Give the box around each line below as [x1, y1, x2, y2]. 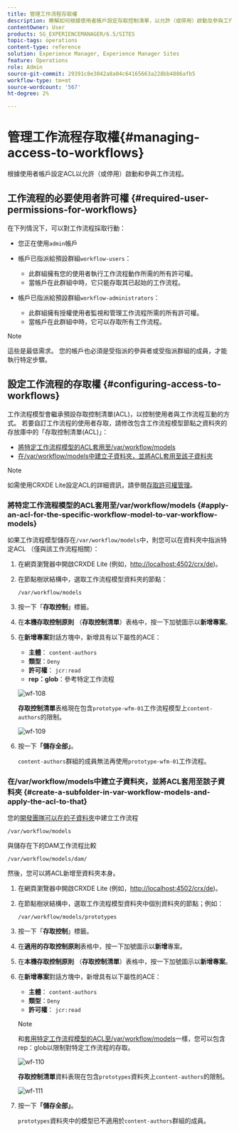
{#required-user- [130, 192, 209, 204]
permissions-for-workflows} [7, 204, 138, 216]
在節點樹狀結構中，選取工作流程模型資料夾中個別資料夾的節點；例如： [17, 899, 224, 908]
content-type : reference [7, 44, 81, 51]
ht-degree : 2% [7, 90, 50, 97]
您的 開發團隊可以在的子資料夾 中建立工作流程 [7, 814, 139, 822]
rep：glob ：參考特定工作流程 [28, 674, 115, 683]
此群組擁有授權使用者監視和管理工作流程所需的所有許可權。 [28, 308, 203, 317]
